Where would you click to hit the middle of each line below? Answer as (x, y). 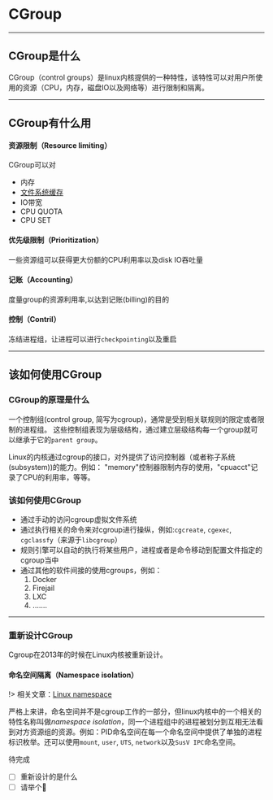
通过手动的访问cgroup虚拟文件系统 (78, 519)
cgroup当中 (39, 560)
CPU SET (35, 220)
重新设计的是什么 (49, 776)
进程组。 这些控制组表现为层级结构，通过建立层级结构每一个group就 (136, 429)
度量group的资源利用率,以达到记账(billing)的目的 (89, 299)
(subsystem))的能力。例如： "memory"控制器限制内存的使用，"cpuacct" (130, 467)
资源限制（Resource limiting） (60, 145)
